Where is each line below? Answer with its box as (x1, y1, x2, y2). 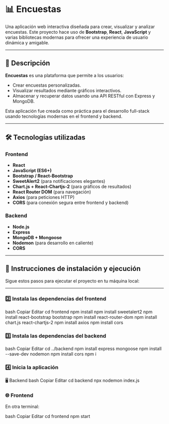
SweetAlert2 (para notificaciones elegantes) (12, 178, 106, 184)
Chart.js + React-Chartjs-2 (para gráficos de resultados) (12, 184, 132, 190)
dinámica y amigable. (5, 39, 49, 45)
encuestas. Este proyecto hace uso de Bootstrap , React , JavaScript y (5, 29, 151, 35)
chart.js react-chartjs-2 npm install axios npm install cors (5, 319, 123, 325)
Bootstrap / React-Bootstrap (12, 173, 73, 179)
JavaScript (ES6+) (12, 168, 52, 174)
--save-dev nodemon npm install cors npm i (5, 351, 97, 357)
